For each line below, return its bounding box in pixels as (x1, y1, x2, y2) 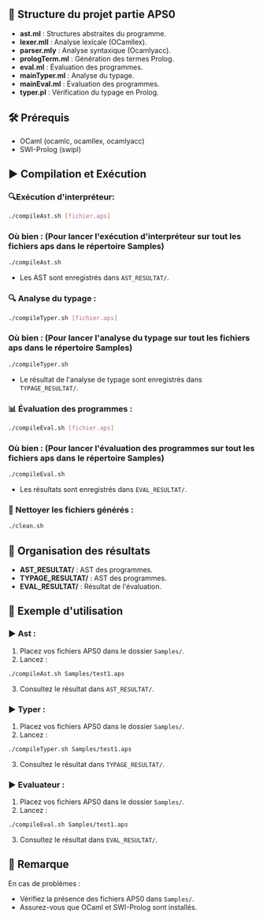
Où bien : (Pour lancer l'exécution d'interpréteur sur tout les (8, 231, 242, 242)
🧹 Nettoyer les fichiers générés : (8, 504, 134, 515)
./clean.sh (8, 522, 44, 531)
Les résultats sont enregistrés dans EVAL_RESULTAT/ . (19, 485, 187, 494)
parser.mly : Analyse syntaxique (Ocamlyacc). (19, 45, 172, 55)
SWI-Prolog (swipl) (19, 144, 81, 154)
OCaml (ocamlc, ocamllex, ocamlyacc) (19, 136, 145, 146)
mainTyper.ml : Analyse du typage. (19, 70, 135, 80)
